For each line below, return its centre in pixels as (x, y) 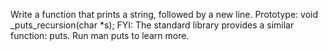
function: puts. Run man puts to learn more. (100, 35)
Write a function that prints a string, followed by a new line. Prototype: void (164, 14)
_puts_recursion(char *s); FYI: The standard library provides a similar (152, 25)
